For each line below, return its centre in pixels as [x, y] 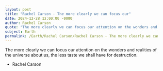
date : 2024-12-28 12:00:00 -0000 [39, 18]
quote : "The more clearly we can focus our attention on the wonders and [81, 27]
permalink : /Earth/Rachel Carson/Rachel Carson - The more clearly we [78, 36]
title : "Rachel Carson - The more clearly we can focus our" [68, 14]
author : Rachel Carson [28, 23]
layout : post [18, 9]
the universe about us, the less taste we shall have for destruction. [71, 55]
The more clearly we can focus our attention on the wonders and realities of [81, 50]
